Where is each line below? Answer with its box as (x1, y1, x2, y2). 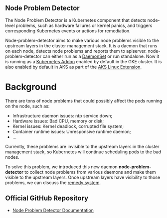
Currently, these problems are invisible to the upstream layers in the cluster (5, 143, 160, 149)
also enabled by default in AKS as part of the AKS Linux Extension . (5, 64, 142, 70)
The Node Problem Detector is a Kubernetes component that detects (5, 17, 147, 23)
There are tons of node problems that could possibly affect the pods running (5, 98, 163, 104)
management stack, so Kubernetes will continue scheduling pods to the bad (5, 149, 162, 155)
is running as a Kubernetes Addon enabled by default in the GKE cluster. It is (5, 58, 162, 64)
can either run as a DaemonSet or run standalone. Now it (42, 53, 160, 59)
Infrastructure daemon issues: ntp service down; (12, 112, 113, 118)
